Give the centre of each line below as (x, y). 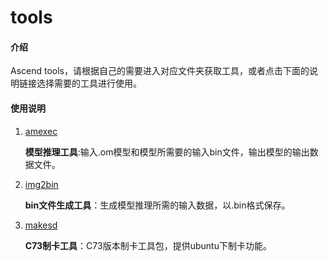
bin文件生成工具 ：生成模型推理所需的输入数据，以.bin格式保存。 (157, 205)
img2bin (41, 184)
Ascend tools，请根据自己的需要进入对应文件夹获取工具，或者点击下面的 (160, 71)
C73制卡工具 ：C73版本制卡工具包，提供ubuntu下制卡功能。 (148, 245)
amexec (41, 131)
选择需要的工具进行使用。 (89, 83)
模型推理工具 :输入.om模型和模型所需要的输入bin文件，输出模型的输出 (167, 152)
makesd (41, 225)
